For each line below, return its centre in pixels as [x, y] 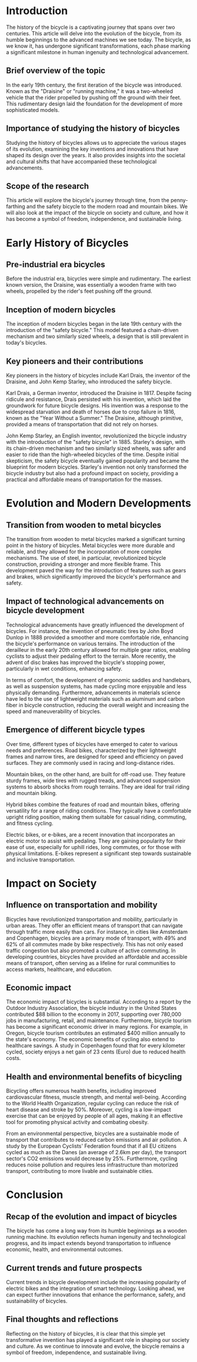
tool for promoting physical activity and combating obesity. [77, 1122]
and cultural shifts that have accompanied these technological [81, 161]
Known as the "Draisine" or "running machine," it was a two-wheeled [90, 91]
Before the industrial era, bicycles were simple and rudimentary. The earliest [98, 279]
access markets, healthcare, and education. [59, 969]
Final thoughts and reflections [62, 1319]
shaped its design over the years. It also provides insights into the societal [96, 155]
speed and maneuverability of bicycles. [54, 711]
